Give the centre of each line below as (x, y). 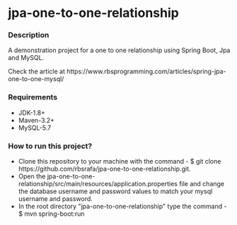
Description (29, 35)
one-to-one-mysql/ (36, 79)
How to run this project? (50, 146)
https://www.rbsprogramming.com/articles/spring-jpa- (146, 71)
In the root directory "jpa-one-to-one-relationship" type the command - (122, 207)
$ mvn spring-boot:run (51, 214)
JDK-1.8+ (31, 112)
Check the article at (37, 71)
